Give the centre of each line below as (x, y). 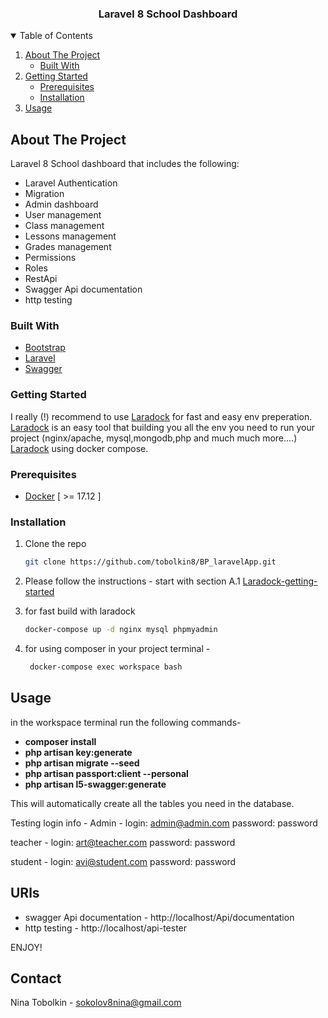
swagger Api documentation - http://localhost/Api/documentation (159, 917)
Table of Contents (56, 36)
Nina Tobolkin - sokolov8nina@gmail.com (96, 1003)
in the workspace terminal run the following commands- (126, 722)
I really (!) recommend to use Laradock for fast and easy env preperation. (161, 416)
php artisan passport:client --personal (106, 773)
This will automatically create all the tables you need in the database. (152, 803)
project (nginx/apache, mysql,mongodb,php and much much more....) (154, 438)
